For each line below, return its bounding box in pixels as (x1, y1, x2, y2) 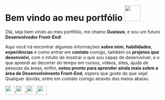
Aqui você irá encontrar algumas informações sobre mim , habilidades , (5, 43, 152, 49)
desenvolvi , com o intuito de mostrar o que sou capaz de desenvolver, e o (5, 54, 160, 60)
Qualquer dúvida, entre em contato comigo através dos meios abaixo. (5, 75, 150, 81)
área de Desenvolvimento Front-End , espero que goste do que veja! (5, 70, 148, 76)
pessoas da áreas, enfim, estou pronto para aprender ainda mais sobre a (5, 65, 158, 71)
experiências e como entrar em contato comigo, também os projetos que (5, 49, 159, 55)
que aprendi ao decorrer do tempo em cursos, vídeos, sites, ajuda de (5, 59, 148, 65)
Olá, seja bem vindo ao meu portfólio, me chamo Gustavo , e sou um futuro (5, 28, 160, 34)
